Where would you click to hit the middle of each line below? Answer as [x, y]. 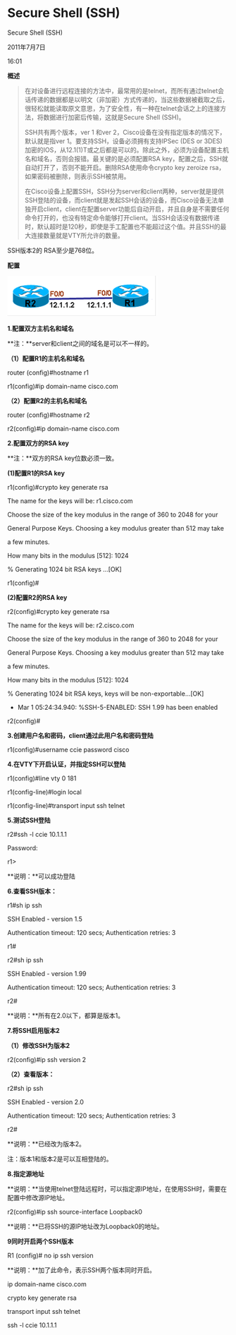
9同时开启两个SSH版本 [41, 1241]
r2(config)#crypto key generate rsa [58, 611]
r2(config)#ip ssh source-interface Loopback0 [75, 1212]
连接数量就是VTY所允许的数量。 [77, 235]
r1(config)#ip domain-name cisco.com [63, 386]
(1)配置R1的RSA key [36, 473]
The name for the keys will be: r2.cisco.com [71, 625]
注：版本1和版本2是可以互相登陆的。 [60, 1159]
